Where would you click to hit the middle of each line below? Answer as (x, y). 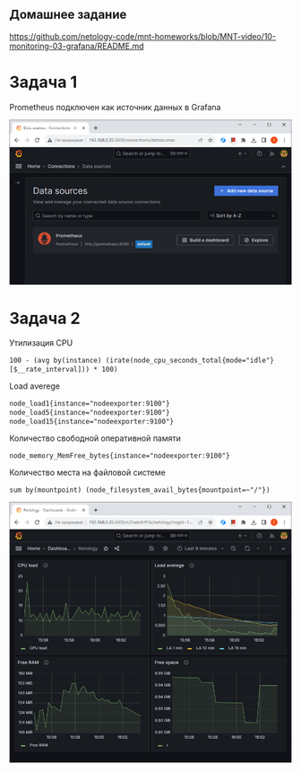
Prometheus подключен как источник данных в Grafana (115, 107)
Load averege (35, 386)
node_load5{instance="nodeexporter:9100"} (90, 413)
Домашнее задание (68, 15)
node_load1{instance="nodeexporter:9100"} (90, 404)
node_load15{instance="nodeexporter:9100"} (92, 422)
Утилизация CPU (41, 343)
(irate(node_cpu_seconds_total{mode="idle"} (190, 361)
